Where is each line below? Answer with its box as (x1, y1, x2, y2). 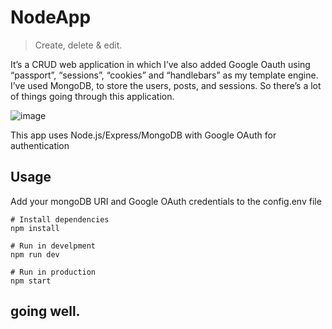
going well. (10, 303, 81, 320)
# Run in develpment (10, 241, 97, 251)
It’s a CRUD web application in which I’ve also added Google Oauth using (10, 58, 311, 70)
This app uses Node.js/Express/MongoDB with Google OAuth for (10, 129, 277, 141)
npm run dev (10, 249, 60, 260)
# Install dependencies (10, 214, 110, 225)
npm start (10, 276, 52, 286)
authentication (10, 139, 70, 151)
